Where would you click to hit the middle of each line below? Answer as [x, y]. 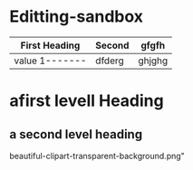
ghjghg [153, 61]
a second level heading [76, 134]
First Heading [50, 45]
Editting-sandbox [76, 17]
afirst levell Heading [87, 101]
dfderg [109, 61]
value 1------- [50, 61]
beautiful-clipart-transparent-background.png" [97, 156]
